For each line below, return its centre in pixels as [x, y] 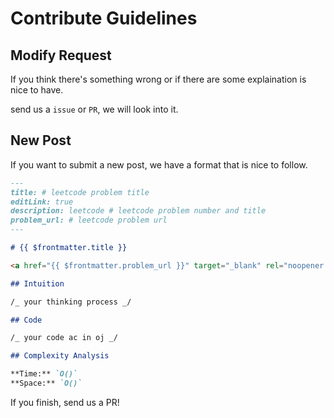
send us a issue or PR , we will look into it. [94, 109]
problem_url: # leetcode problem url [89, 220]
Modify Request [61, 55]
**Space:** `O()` [46, 383]
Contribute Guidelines [104, 18]
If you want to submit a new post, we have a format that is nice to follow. [159, 164]
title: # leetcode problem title [80, 192]
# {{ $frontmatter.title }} [69, 248]
